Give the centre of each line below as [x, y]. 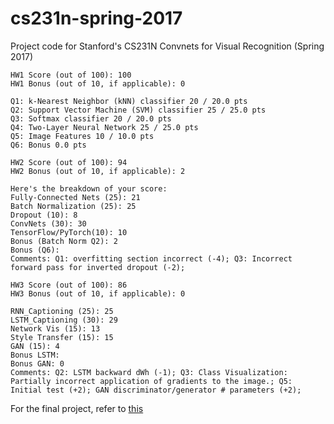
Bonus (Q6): [35, 250]
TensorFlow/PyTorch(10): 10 [69, 232]
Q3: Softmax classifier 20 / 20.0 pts [91, 118]
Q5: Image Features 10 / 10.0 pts [82, 136]
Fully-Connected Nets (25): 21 [75, 197]
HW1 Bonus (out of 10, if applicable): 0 [98, 83]
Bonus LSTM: [35, 355]
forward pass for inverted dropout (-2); [98, 267]
